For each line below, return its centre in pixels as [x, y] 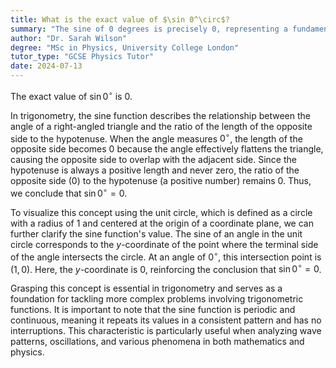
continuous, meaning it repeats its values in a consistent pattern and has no [166, 320]
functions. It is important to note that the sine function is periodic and [153, 310]
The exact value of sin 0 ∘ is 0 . [71, 95]
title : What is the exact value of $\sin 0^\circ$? [120, 19]
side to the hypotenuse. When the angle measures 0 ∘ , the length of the [156, 138]
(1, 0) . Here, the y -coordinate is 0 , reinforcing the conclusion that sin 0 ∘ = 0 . [166, 268]
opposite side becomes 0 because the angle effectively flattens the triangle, [167, 149]
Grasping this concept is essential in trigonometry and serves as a [146, 288]
